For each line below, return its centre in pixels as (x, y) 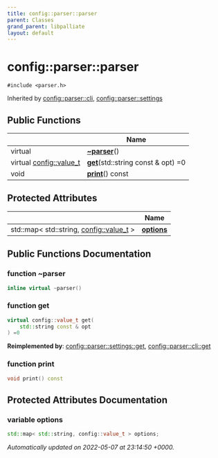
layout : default (30, 33)
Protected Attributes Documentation (88, 400)
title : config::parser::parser (52, 13)
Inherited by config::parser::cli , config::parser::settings (85, 98)
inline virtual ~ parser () (44, 288)
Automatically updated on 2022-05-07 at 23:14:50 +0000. (91, 448)
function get (28, 306)
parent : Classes (30, 20)
